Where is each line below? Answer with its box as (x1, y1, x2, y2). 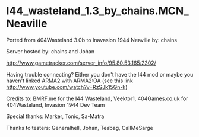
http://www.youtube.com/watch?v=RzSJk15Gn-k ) (6, 83, 128, 90)
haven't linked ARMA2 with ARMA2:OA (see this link (6, 77, 134, 84)
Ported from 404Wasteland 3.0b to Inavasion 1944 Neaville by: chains (6, 36, 177, 43)
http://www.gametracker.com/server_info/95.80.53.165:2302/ (6, 59, 156, 66)
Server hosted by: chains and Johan (6, 47, 95, 55)
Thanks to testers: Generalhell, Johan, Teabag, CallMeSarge (6, 124, 153, 131)
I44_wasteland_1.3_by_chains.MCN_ (6, 4, 189, 18)
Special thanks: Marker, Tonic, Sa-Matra (6, 113, 105, 120)
